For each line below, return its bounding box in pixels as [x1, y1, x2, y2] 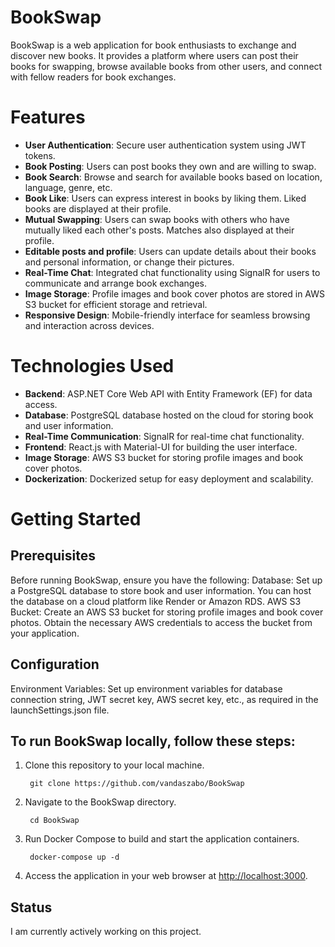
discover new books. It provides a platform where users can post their [10, 49, 299, 61]
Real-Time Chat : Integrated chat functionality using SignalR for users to [24, 266, 321, 278]
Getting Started [10, 508, 142, 530]
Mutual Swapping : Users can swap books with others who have [24, 213, 290, 225]
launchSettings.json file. [10, 704, 110, 716]
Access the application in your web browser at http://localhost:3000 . [24, 870, 308, 882]
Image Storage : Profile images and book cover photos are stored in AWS [24, 287, 325, 300]
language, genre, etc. [24, 181, 113, 193]
